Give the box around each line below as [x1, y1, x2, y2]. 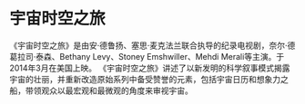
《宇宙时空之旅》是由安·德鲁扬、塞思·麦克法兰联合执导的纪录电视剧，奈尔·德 [9, 40, 296, 51]
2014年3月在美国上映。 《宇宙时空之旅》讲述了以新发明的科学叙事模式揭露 [9, 62, 290, 73]
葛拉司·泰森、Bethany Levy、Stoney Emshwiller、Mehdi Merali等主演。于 [9, 51, 285, 61]
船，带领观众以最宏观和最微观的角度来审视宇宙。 [9, 85, 193, 96]
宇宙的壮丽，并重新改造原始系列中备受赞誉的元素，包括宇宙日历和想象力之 [9, 73, 289, 84]
